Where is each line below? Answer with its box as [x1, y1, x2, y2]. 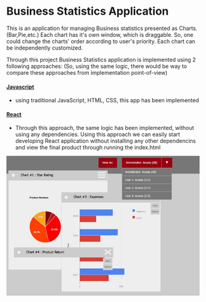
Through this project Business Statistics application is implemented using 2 [6, 56, 196, 63]
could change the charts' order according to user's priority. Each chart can [6, 37, 196, 45]
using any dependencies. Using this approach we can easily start [15, 130, 180, 138]
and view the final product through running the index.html [15, 144, 161, 151]
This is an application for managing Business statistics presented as [6, 25, 178, 32]
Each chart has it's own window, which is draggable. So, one [40, 31, 194, 38]
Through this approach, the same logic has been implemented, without [15, 124, 194, 132]
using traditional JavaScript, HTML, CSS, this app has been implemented [15, 97, 199, 104]
